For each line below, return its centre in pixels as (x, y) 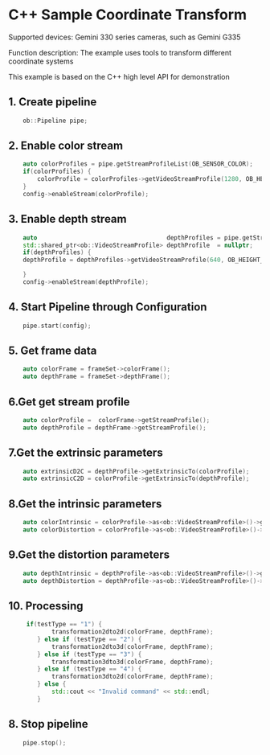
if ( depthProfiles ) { (57, 252)
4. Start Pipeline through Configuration (108, 307)
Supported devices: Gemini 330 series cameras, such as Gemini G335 (125, 37)
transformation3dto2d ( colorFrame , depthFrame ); (133, 677)
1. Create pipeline (53, 102)
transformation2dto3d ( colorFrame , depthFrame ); (133, 646)
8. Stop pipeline (48, 724)
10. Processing (46, 606)
